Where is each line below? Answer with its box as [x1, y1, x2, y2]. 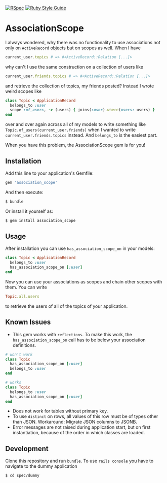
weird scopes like [5, 88, 42, 94]
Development [5, 444, 49, 453]
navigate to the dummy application [5, 463, 77, 469]
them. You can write [5, 284, 47, 290]
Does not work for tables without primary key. [12, 408, 108, 414]
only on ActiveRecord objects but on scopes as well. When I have [5, 45, 141, 51]
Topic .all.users [5, 294, 39, 299]
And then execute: [5, 189, 44, 195]
